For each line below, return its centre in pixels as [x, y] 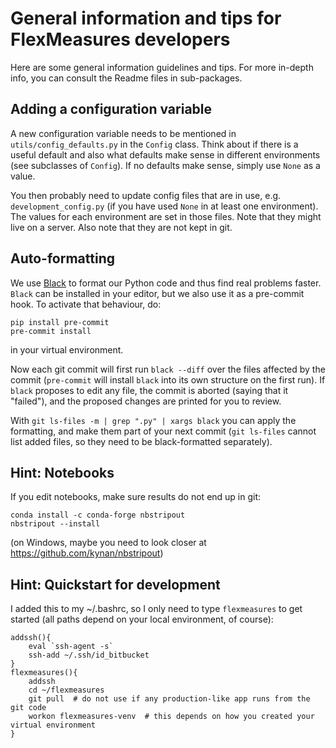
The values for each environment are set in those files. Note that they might [166, 216]
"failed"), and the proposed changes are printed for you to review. [146, 401]
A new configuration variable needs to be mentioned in [123, 133]
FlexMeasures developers [120, 39]
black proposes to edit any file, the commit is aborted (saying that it [149, 390]
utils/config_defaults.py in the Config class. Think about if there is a [154, 144]
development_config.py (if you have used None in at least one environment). [164, 206]
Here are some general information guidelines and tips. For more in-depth [162, 67]
